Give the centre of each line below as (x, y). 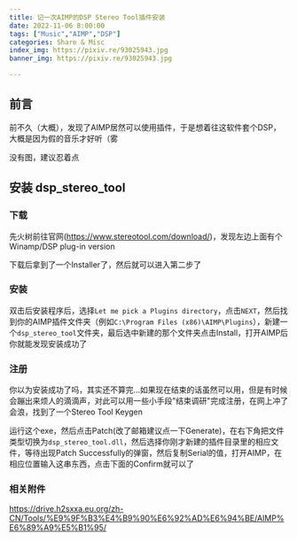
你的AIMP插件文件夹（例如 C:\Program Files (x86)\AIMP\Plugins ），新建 (148, 321)
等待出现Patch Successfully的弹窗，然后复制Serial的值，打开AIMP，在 (153, 453)
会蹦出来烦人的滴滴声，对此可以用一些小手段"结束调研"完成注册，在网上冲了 (149, 401)
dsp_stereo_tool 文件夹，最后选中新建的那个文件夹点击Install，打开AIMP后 (153, 332)
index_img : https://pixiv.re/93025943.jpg (89, 50)
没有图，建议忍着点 (44, 157)
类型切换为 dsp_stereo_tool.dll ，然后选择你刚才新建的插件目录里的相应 (141, 442)
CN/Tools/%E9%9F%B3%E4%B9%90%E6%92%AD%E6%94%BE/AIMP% (147, 518)
